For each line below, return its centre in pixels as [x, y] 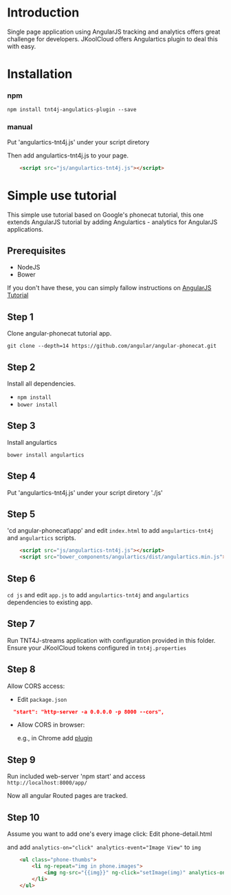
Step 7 [21, 624]
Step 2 [21, 367]
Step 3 [21, 426]
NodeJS [29, 267]
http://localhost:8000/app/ [47, 783]
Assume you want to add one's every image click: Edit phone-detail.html [110, 834]
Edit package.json [42, 699]
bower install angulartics [46, 455]
